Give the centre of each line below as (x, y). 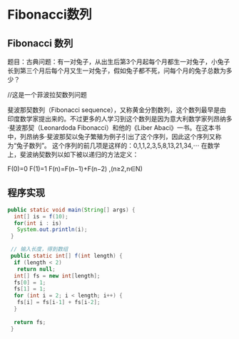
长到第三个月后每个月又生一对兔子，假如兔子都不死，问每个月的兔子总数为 (117, 71)
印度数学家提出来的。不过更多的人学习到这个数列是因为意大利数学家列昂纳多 (120, 119)
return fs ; (30, 322)
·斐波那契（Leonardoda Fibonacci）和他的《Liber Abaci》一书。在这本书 (114, 128)
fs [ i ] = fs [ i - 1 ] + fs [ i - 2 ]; (59, 303)
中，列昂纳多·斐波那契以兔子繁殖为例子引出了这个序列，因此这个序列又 (112, 137)
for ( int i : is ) (38, 223)
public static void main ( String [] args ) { (71, 210)
